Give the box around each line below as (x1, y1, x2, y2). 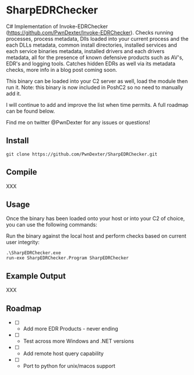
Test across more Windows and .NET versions (23, 338, 134, 345)
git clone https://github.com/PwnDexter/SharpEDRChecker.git (6, 151, 158, 157)
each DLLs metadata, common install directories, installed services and (6, 41, 178, 48)
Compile (6, 167, 37, 177)
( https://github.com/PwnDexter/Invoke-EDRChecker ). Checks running (6, 29, 174, 36)
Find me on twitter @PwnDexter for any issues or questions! (6, 119, 150, 126)
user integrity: (6, 239, 40, 246)
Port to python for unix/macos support (23, 363, 115, 369)
